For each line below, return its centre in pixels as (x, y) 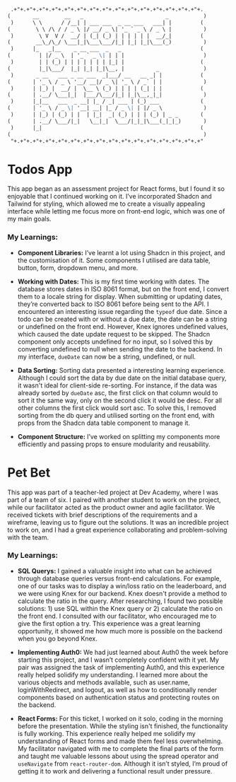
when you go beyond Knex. (57, 638)
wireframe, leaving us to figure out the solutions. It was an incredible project (118, 522)
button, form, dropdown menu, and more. (78, 267)
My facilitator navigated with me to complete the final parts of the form (120, 748)
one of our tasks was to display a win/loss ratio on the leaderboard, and (122, 585)
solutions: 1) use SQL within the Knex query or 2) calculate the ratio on (120, 608)
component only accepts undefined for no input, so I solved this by (115, 342)
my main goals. (29, 219)
